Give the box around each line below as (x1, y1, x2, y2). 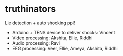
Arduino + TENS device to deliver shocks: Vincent (12, 29, 115, 35)
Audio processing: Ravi (12, 40, 60, 46)
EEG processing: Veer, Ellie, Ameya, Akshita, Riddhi (12, 45, 118, 51)
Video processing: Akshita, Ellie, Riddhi (12, 35, 93, 41)
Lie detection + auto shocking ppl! (5, 20, 75, 26)
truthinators (5, 3, 56, 15)
